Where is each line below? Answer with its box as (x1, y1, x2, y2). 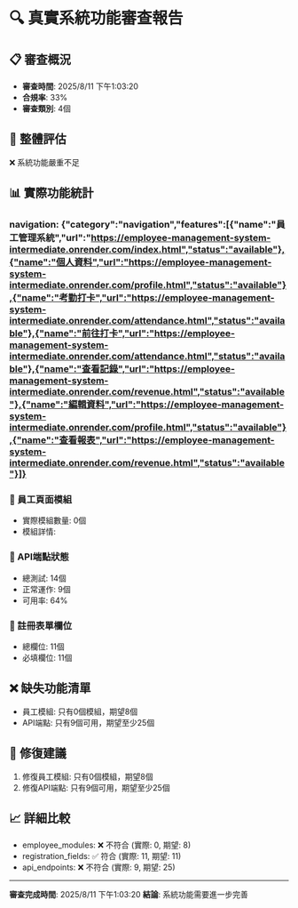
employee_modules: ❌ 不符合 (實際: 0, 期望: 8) (21, 840, 192, 850)
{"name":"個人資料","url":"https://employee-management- (9, 256, 272, 269)
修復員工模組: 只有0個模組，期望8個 (21, 771, 153, 782)
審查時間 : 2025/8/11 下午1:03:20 (21, 81, 139, 92)
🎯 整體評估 (9, 132, 67, 147)
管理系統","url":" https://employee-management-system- (18, 232, 271, 245)
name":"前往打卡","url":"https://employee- (43, 327, 235, 340)
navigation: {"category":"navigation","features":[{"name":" (9, 219, 277, 231)
